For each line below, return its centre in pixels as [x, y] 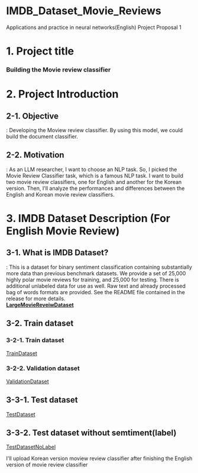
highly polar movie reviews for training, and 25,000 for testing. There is [92, 279]
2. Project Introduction [62, 94]
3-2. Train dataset [40, 324]
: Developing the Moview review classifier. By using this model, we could [95, 130]
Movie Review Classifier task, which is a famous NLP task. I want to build [95, 175]
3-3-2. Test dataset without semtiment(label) [91, 433]
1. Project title [40, 51]
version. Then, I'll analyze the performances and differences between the [95, 188]
